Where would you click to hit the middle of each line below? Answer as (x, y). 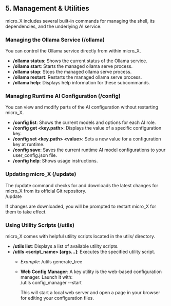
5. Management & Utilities (47, 8)
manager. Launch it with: (46, 277)
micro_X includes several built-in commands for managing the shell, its (80, 21)
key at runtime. (28, 145)
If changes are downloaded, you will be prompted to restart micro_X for (81, 206)
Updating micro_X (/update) (41, 174)
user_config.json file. (35, 155)
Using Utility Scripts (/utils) (40, 225)
